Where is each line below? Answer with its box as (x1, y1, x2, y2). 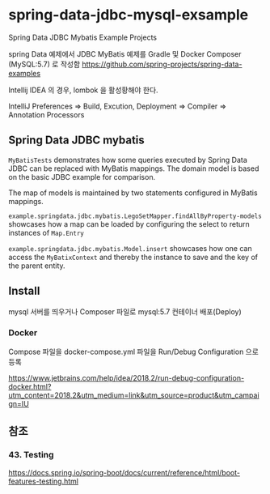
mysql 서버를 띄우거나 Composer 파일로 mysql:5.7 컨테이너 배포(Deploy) (8, 306, 243, 317)
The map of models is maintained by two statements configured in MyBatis (8, 188, 258, 198)
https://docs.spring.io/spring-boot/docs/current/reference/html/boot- (8, 467, 241, 477)
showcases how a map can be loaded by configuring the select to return (8, 219, 251, 228)
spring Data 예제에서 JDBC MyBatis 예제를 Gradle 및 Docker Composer (8, 49, 242, 58)
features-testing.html (8, 476, 79, 486)
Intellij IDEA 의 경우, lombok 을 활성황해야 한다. (8, 85, 159, 95)
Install (8, 284, 40, 298)
